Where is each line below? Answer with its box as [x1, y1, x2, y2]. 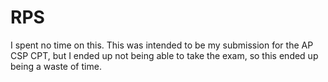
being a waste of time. [10, 60, 102, 72]
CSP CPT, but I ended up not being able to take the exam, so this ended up [10, 49, 319, 61]
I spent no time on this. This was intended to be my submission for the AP [10, 39, 314, 51]
